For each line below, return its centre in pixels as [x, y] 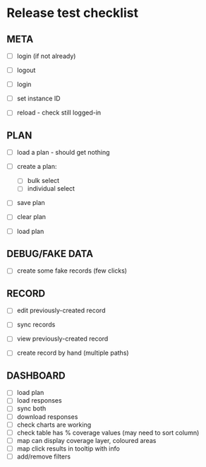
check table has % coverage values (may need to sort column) [108, 432]
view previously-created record [62, 339]
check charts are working [54, 425]
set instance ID [38, 99]
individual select [51, 189]
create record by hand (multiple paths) [73, 353]
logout [26, 70]
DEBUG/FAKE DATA [50, 253]
